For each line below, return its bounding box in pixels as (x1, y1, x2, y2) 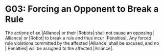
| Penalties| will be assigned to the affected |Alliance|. (5, 45, 114, 51)
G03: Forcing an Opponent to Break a (5, 3, 159, 15)
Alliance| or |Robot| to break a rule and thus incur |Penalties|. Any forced (5, 35, 152, 41)
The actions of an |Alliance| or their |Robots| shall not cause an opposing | (5, 30, 155, 36)
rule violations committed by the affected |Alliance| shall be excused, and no (5, 40, 159, 46)
